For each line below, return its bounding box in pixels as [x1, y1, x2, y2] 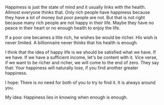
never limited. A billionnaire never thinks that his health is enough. [5, 40, 138, 46]
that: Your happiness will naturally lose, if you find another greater [5, 65, 138, 71]
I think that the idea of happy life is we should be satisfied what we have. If [5, 49, 156, 55]
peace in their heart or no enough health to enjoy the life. [5, 25, 120, 31]
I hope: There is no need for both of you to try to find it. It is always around [5, 79, 156, 85]
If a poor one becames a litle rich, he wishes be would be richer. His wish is [5, 34, 158, 40]
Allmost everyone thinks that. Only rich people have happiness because [5, 9, 150, 15]
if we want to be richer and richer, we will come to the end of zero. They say [5, 60, 159, 65]
